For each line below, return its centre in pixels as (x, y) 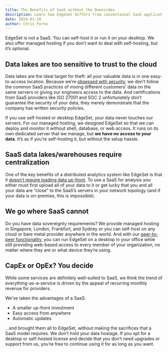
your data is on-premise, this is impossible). (50, 196)
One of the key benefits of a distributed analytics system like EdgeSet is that (84, 174)
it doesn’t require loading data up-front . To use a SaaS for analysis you (78, 180)
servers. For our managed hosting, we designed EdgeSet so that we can (79, 123)
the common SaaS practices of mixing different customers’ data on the (78, 87)
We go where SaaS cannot (47, 211)
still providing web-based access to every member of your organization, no (83, 245)
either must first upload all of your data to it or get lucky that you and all (79, 185)
